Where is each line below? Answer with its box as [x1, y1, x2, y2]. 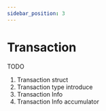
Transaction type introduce [16, 83, 93, 91]
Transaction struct [16, 75, 69, 84]
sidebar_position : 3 [7, 10, 66, 17]
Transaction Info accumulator [16, 97, 100, 106]
